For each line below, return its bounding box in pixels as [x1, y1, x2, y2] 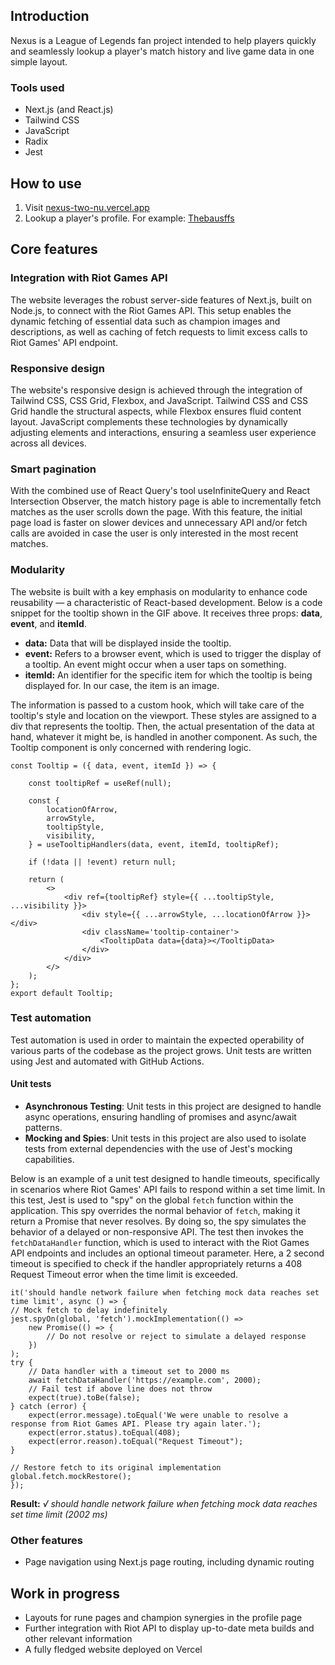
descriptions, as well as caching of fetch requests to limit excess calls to [10, 325, 308, 338]
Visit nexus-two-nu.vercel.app [24, 201, 150, 213]
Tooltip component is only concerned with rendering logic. [10, 741, 252, 753]
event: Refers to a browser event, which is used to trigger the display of [24, 647, 322, 659]
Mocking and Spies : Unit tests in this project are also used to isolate [24, 1132, 307, 1144]
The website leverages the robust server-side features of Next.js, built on [10, 294, 313, 306]
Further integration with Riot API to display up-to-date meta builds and [24, 1622, 315, 1634]
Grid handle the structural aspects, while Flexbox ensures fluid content [10, 405, 302, 417]
